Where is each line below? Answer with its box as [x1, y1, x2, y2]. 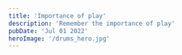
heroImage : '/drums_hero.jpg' [8, 34, 111, 43]
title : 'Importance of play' [8, 11, 107, 20]
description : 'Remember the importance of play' [8, 19, 176, 27]
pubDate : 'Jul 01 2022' [8, 27, 89, 35]
